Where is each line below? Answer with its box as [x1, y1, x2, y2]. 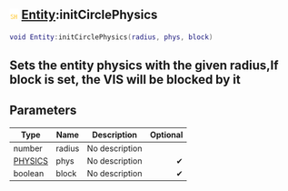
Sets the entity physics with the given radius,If [9, 58, 279, 74]
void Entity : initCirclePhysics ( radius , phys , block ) [9, 32, 214, 42]
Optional [149, 129, 184, 140]
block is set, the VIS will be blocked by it [9, 72, 241, 87]
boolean [13, 168, 45, 179]
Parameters [9, 103, 77, 118]
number [13, 143, 43, 154]
